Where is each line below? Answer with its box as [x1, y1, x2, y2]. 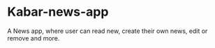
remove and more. [7, 34, 60, 42]
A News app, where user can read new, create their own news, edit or [7, 27, 208, 35]
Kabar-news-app [7, 4, 109, 20]
